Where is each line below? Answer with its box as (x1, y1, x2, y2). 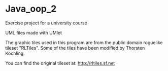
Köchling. (5, 50, 25, 56)
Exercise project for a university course (5, 20, 87, 26)
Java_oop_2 (5, 3, 57, 15)
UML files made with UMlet (5, 29, 62, 35)
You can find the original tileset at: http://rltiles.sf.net (5, 60, 115, 66)
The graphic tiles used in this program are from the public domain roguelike (5, 39, 163, 46)
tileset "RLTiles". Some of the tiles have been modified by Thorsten (5, 45, 145, 51)
